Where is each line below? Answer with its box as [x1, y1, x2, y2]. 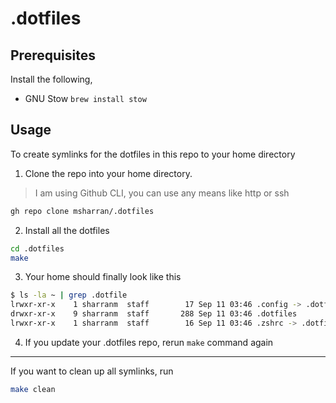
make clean [10, 384, 56, 394]
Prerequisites [10, 47, 96, 64]
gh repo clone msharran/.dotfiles [10, 206, 155, 216]
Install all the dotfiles [24, 224, 110, 236]
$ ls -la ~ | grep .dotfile [10, 290, 128, 301]
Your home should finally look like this [24, 271, 182, 283]
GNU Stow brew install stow [24, 93, 147, 104]
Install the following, [10, 73, 93, 85]
